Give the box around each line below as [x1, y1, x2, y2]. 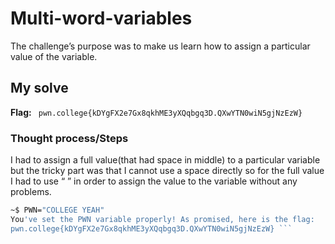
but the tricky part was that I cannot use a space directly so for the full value [10, 165, 325, 177]
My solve [10, 80, 69, 97]
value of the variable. [10, 50, 98, 62]
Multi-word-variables [10, 7, 193, 30]
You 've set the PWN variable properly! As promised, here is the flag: [10, 214, 315, 224]
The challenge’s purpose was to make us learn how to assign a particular [10, 40, 311, 52]
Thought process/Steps [10, 131, 129, 145]
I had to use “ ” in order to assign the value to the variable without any [10, 175, 298, 187]
